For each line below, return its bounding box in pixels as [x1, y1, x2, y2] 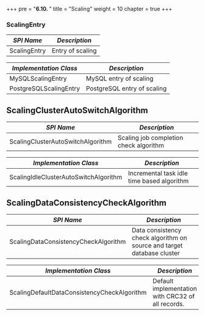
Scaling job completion [118, 134, 184, 142]
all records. [152, 299, 185, 308]
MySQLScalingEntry [9, 75, 67, 83]
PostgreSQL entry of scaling [85, 84, 167, 93]
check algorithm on [132, 233, 187, 242]
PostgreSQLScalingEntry [9, 84, 81, 93]
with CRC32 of [152, 292, 195, 300]
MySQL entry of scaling [85, 75, 154, 83]
